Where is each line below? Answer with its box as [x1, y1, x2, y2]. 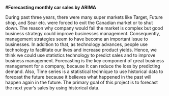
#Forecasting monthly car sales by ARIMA [5, 5, 97, 10]
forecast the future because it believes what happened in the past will [5, 74, 152, 80]
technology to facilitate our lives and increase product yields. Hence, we [5, 47, 157, 53]
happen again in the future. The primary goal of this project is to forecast [5, 79, 158, 85]
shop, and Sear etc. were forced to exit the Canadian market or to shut [5, 20, 153, 26]
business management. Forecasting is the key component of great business [5, 58, 164, 63]
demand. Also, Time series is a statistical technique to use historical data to [5, 68, 163, 75]
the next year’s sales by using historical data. [5, 85, 100, 91]
